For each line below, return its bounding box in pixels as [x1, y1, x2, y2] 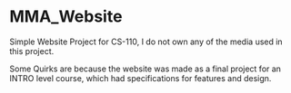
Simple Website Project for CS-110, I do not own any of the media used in [9, 36, 284, 47]
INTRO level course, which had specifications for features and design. [9, 72, 272, 83]
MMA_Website [9, 6, 123, 27]
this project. [9, 45, 55, 56]
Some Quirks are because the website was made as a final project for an [9, 63, 282, 74]
